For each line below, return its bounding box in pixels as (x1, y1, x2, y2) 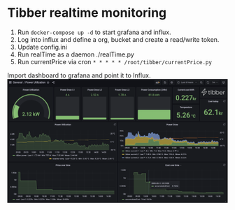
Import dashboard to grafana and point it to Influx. (7, 71, 152, 80)
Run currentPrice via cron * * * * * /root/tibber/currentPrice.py (17, 57, 212, 66)
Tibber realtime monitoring (7, 5, 167, 21)
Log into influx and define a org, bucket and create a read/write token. (17, 35, 220, 43)
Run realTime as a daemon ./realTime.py (17, 50, 134, 59)
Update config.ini (17, 43, 68, 51)
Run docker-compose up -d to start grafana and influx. (17, 28, 171, 36)
